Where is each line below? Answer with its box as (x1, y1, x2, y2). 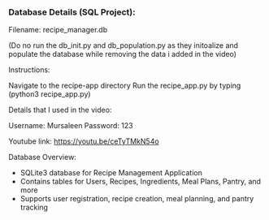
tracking (20, 202, 49, 213)
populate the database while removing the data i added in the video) (8, 50, 237, 59)
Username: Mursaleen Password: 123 (8, 121, 133, 131)
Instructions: (8, 65, 50, 75)
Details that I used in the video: (8, 105, 112, 115)
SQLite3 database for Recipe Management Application (20, 168, 203, 178)
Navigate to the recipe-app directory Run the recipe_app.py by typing (8, 80, 241, 91)
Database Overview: (8, 153, 77, 162)
